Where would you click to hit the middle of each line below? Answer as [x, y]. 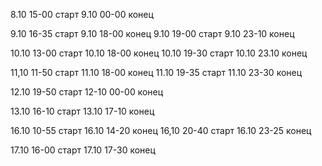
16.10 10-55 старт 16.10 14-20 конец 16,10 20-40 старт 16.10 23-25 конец [161, 130]
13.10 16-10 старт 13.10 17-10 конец [82, 111]
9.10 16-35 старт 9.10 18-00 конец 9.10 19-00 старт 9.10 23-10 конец [152, 33]
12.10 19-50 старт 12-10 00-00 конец [87, 92]
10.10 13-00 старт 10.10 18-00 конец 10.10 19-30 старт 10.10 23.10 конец [159, 53]
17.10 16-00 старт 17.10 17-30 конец [83, 150]
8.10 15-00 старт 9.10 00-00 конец [82, 14]
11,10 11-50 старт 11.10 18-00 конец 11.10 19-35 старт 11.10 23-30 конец [156, 72]
